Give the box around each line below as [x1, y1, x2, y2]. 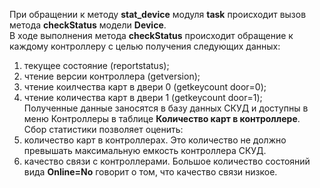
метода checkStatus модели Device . [9, 19, 167, 31]
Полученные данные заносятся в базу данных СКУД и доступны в [23, 102, 309, 114]
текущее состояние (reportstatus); [23, 60, 170, 71]
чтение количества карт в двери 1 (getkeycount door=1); [23, 92, 263, 103]
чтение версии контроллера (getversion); [23, 70, 201, 82]
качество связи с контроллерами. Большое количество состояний [23, 155, 311, 167]
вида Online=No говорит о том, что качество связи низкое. [23, 166, 278, 178]
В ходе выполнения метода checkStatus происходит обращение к [9, 30, 294, 41]
